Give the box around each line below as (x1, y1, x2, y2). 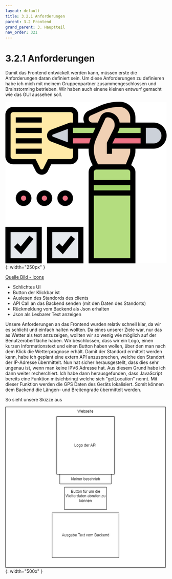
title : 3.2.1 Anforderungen (5, 13, 66, 19)
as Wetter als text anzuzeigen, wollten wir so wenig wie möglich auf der (5, 332, 157, 338)
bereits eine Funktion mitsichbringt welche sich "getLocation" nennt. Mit (5, 376, 158, 382)
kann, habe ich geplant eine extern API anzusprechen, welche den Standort (5, 354, 165, 360)
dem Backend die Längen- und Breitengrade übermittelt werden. (5, 387, 142, 393)
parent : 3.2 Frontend (5, 19, 52, 24)
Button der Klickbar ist (12, 289, 60, 296)
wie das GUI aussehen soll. (5, 91, 62, 98)
